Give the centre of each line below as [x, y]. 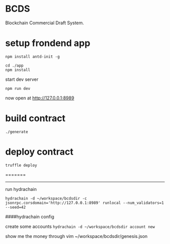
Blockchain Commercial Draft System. [45, 23]
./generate [17, 132]
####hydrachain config [30, 216]
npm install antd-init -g [32, 57]
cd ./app [14, 65]
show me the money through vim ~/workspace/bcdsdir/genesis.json [76, 236]
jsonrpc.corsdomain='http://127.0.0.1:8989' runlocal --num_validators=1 [85, 203]
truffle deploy [21, 165]
